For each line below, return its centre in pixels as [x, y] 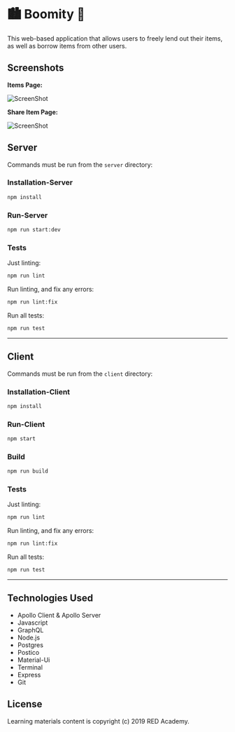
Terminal [30, 667]
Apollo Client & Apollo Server [59, 615]
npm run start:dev [34, 230]
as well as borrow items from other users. [67, 46]
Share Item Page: [33, 112]
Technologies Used [50, 598]
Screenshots [36, 68]
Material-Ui [34, 660]
